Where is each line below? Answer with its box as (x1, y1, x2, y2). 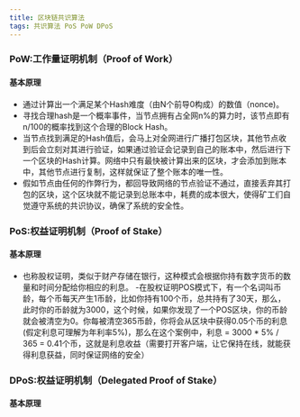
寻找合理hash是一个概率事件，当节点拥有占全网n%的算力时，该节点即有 (22, 110, 290, 121)
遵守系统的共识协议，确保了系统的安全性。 (30, 200, 189, 211)
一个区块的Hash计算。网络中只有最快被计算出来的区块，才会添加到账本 (22, 155, 286, 166)
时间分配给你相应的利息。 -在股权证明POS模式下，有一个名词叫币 (38, 281, 282, 293)
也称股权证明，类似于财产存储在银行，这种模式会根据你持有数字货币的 (22, 270, 284, 281)
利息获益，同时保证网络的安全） (30, 349, 150, 360)
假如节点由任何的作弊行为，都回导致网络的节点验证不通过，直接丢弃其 (22, 177, 284, 188)
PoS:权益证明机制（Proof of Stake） (9, 224, 168, 237)
